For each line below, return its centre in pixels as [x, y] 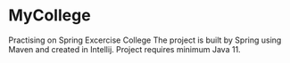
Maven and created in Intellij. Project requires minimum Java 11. [125, 49]
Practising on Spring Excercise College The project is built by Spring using [145, 40]
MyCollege [50, 16]
